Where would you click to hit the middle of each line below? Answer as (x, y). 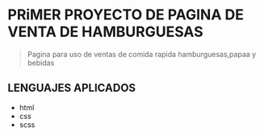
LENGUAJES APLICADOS (72, 88)
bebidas (41, 63)
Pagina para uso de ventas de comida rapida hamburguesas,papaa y (142, 54)
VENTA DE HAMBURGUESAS (105, 32)
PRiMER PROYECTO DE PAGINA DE (126, 15)
